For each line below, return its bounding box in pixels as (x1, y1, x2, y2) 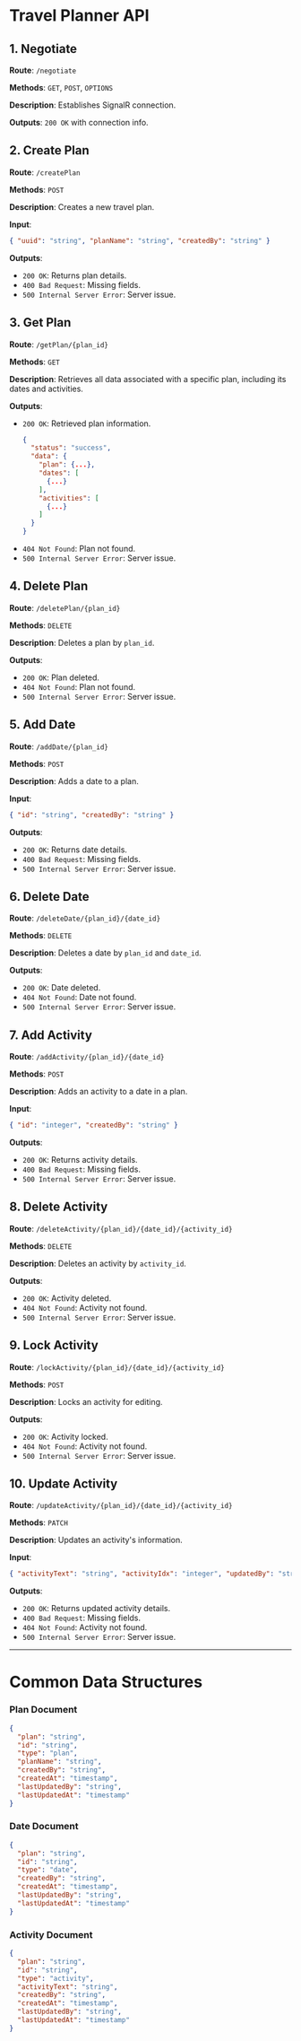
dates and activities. (9, 383, 83, 394)
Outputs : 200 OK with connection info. (9, 118, 150, 127)
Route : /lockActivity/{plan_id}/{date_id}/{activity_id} (9, 1361, 226, 1373)
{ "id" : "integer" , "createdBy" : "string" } (9, 1121, 178, 1130)
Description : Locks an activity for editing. (9, 1396, 163, 1407)
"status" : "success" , (30, 443, 112, 453)
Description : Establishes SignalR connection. (9, 100, 176, 110)
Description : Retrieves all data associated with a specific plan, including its (9, 373, 287, 384)
